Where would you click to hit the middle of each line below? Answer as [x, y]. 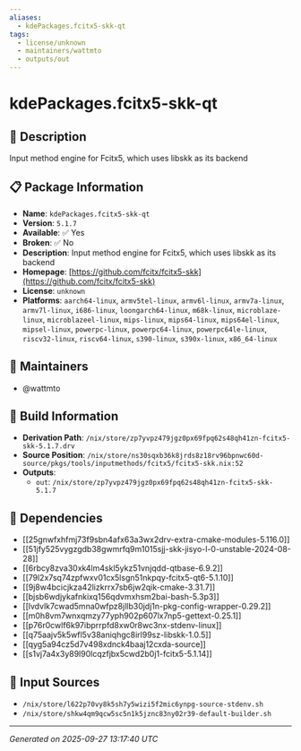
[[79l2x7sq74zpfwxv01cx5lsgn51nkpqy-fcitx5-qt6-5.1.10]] [128, 578]
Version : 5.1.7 [50, 223]
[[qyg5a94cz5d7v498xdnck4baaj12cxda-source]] [114, 644]
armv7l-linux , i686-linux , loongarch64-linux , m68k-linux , [129, 309]
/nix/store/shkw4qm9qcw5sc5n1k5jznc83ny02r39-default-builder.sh [146, 714]
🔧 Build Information [64, 416]
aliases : [26, 17]
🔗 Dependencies [56, 518]
